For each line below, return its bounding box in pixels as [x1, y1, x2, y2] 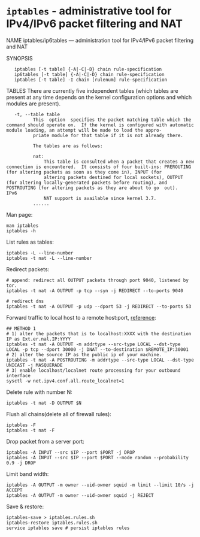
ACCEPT [6, 487, 23, 493]
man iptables [6, 223, 39, 229]
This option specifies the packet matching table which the [32, 117, 192, 123]
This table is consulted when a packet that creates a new [44, 159, 195, 165]
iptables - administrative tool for [6, 4, 172, 18]
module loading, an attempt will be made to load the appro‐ [6, 127, 162, 133]
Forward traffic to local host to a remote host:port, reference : [6, 314, 157, 321]
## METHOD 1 [6, 325, 36, 332]
